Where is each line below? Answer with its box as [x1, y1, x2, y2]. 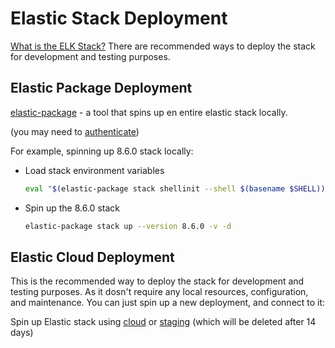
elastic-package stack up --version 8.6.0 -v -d [24, 221, 232, 231]
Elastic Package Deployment [10, 80, 193, 97]
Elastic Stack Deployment [10, 7, 228, 30]
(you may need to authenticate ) [10, 125, 140, 137]
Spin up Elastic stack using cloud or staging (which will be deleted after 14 [10, 316, 317, 328]
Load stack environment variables [24, 164, 165, 176]
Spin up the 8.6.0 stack [24, 202, 120, 214]
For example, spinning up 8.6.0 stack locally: [10, 145, 194, 157]
